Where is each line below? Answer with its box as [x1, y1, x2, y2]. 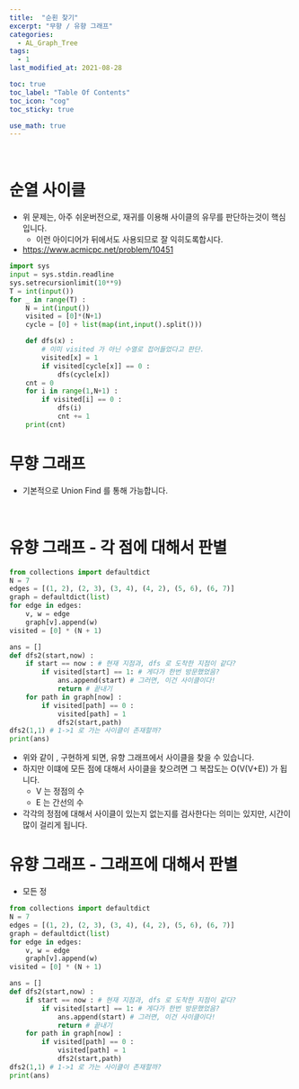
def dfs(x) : [25, 337, 75, 346]
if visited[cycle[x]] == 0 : [41, 361, 151, 370]
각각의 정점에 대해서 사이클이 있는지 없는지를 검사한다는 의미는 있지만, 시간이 [22, 808, 292, 820]
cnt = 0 [25, 378, 54, 387]
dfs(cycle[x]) [57, 370, 110, 379]
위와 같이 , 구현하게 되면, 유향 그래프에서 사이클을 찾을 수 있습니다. [22, 752, 254, 763]
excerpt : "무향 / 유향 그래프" [9, 22, 113, 31]
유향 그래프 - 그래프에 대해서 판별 [9, 855, 238, 875]
